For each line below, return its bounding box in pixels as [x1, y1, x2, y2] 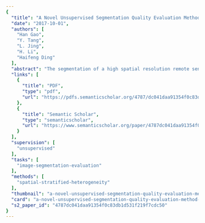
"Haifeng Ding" [17, 54, 56, 60]
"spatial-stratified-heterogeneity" [17, 180, 111, 186]
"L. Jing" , [17, 43, 45, 49]
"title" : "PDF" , [21, 83, 64, 89]
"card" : [11, 196, 31, 202]
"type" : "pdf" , [21, 89, 61, 95]
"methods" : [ [11, 174, 45, 180]
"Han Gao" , [17, 32, 45, 38]
